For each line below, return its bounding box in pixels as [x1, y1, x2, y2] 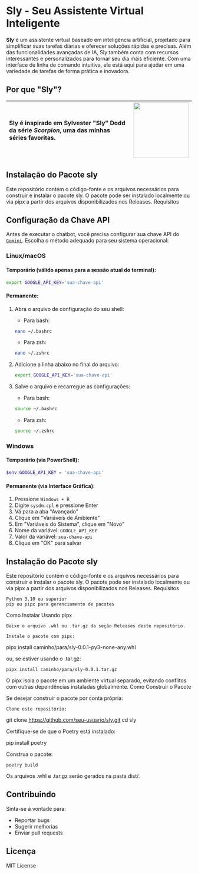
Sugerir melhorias [14, 823, 58, 830]
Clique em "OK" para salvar [14, 539, 82, 546]
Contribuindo [6, 790, 56, 800]
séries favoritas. [9, 133, 56, 142]
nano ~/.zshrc [14, 350, 49, 356]
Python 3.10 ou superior [6, 596, 67, 602]
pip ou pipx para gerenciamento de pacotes [6, 601, 115, 607]
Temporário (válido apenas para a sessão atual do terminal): [6, 266, 157, 273]
